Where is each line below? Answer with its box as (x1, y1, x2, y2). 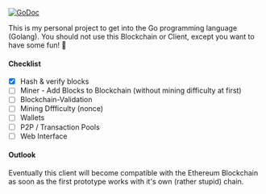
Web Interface (19, 131, 68, 141)
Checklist (8, 59, 42, 68)
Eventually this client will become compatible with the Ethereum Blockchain (8, 167, 259, 177)
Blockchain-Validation (19, 95, 93, 105)
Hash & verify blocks (19, 76, 89, 86)
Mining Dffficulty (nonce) (19, 104, 103, 114)
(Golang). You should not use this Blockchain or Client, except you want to (8, 32, 256, 41)
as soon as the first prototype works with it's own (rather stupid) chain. (8, 176, 244, 186)
